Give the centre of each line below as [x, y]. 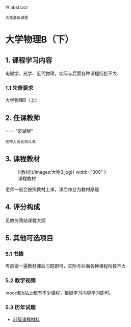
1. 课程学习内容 [29, 60]
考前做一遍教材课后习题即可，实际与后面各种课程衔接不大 [65, 266]
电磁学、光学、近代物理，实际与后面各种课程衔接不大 [61, 73]
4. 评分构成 [23, 207]
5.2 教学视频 [20, 280]
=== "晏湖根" [19, 131]
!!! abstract [17, 7]
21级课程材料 [26, 319]
